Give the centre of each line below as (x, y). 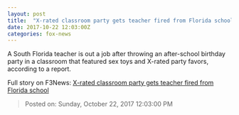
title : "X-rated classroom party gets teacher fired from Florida (110, 21)
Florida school (28, 90)
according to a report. (39, 69)
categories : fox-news (39, 34)
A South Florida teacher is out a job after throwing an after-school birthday (117, 54)
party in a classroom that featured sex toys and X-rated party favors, (108, 62)
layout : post (27, 14)
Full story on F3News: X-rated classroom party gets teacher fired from (111, 83)
